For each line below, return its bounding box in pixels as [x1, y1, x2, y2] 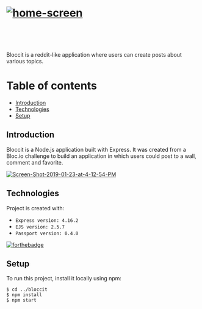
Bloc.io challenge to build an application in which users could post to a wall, [6, 152, 197, 160]
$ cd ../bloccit [6, 286, 48, 293]
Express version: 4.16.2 [15, 217, 79, 224]
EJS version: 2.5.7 [15, 224, 65, 230]
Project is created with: [6, 204, 65, 211]
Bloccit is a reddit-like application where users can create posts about [6, 51, 182, 58]
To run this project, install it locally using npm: [6, 275, 122, 282]
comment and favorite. [6, 158, 63, 166]
